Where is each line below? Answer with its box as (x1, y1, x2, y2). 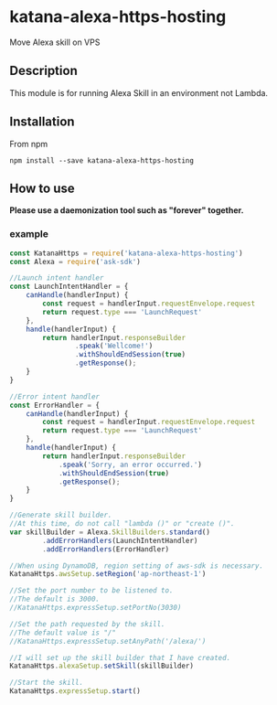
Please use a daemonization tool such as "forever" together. (9, 205, 244, 216)
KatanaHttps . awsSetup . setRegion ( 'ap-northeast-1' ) (9, 570, 207, 579)
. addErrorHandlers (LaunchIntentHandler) (42, 536, 198, 545)
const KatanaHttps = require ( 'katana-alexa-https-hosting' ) (9, 249, 244, 258)
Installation (9, 114, 75, 130)
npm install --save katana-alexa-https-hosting (9, 155, 195, 166)
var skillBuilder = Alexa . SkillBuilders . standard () (9, 528, 210, 537)
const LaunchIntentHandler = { (9, 282, 129, 292)
